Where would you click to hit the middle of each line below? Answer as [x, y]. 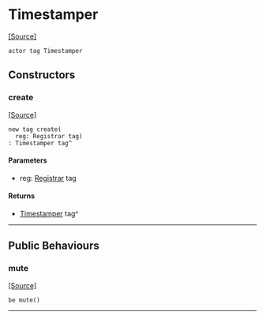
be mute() [24, 300]
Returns [22, 196]
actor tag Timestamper [45, 51]
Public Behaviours [54, 246]
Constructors [42, 75]
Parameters [28, 160]
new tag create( [35, 129]
